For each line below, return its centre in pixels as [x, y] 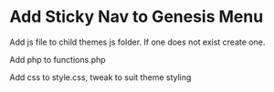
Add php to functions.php [58, 59]
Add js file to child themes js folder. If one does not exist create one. [137, 42]
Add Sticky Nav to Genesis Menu [137, 17]
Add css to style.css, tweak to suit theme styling [100, 77]
